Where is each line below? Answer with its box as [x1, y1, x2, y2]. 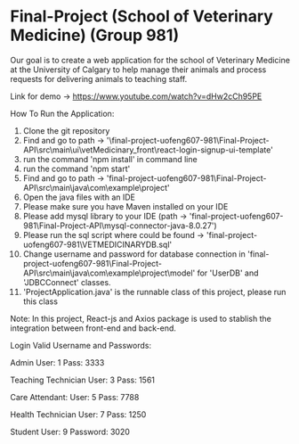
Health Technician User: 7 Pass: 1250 [10, 408, 147, 420]
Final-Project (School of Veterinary [10, 6, 274, 27]
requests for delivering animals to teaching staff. [10, 73, 188, 84]
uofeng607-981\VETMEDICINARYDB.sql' [22, 239, 173, 250]
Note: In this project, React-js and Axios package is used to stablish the [10, 313, 272, 324]
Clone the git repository [22, 125, 110, 136]
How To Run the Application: [10, 108, 115, 119]
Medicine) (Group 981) [10, 25, 180, 45]
